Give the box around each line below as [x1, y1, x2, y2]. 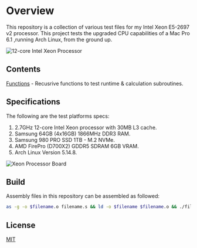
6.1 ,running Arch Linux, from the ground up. [6, 36, 113, 43]
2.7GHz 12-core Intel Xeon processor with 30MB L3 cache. [14, 124, 157, 131]
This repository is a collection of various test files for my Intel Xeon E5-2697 [6, 23, 189, 30]
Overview [6, 4, 55, 18]
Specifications [6, 97, 60, 107]
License [6, 220, 36, 230]
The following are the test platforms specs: [6, 113, 110, 120]
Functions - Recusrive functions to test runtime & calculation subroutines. [6, 80, 184, 87]
